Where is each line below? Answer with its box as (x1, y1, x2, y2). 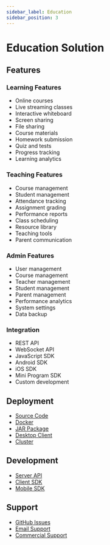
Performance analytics (15, 297, 72, 304)
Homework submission (15, 136, 73, 143)
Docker (15, 418, 34, 426)
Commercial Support (15, 531, 67, 539)
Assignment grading (15, 203, 66, 211)
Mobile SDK (15, 485, 45, 492)
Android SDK (15, 359, 48, 366)
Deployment (6, 396, 54, 406)
